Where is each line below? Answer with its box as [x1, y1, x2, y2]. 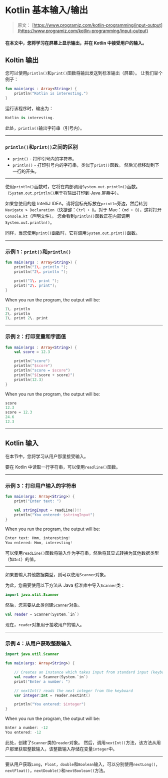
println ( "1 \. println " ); [14, 265, 68, 270]
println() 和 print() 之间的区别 [5, 143, 78, 150]
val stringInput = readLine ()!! [14, 508, 81, 513]
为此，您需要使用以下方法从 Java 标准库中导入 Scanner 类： [5, 582, 125, 588]
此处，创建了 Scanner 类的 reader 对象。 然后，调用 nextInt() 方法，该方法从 [5, 739, 156, 745]
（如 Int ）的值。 [5, 556, 38, 562]
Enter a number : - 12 [5, 725, 48, 730]
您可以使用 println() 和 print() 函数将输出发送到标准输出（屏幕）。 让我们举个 [5, 70, 163, 76]
